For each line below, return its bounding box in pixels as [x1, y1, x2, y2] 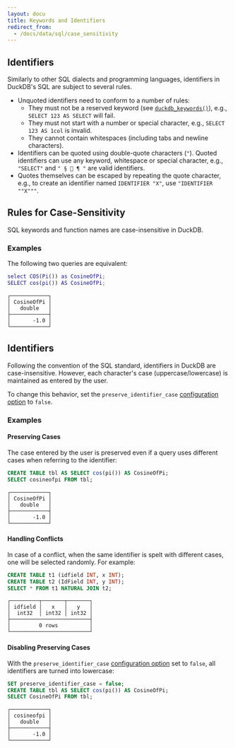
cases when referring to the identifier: [7, 455, 118, 464]
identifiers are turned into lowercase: [7, 666, 114, 675]
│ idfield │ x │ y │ [7, 604, 93, 611]
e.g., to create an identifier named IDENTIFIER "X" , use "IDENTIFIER [17, 179, 213, 187]
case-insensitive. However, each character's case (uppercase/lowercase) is [7, 368, 228, 377]
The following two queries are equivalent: [7, 259, 128, 268]
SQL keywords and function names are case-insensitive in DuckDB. [7, 226, 203, 234]
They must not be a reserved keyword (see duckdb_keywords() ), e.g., [28, 104, 227, 112]
